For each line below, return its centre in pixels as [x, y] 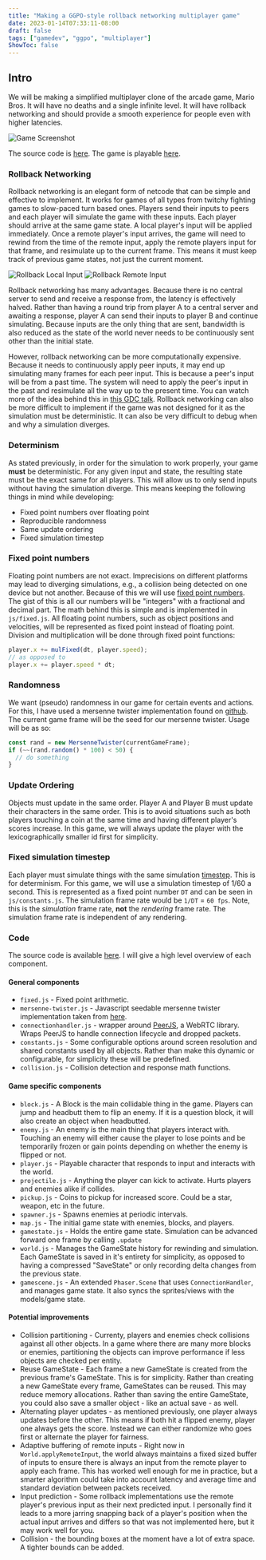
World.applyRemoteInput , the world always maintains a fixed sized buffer [138, 1454]
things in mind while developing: [61, 497]
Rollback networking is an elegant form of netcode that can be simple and [129, 192]
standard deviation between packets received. [96, 1487]
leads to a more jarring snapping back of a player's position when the [133, 1513]
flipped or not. [43, 1154]
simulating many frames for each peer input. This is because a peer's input [131, 374]
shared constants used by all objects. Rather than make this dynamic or [137, 1050]
